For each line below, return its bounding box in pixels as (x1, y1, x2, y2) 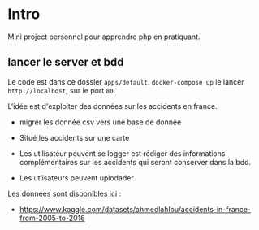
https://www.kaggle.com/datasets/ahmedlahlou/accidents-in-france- (19, 204, 252, 214)
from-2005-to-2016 (19, 213, 86, 223)
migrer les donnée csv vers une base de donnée (19, 117, 182, 127)
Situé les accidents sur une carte (19, 132, 130, 142)
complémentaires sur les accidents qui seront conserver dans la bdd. (19, 157, 252, 167)
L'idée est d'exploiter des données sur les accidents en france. (7, 101, 218, 111)
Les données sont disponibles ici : (7, 189, 122, 198)
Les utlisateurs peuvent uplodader (19, 172, 135, 183)
